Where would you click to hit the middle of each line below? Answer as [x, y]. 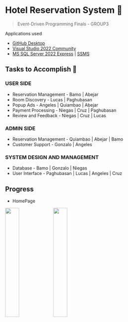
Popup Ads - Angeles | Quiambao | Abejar [55, 105]
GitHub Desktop [29, 43]
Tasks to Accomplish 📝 [41, 69]
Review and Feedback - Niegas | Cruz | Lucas [59, 115]
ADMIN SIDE [20, 128]
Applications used [24, 33]
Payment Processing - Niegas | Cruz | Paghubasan [64, 110]
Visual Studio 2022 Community [44, 48]
